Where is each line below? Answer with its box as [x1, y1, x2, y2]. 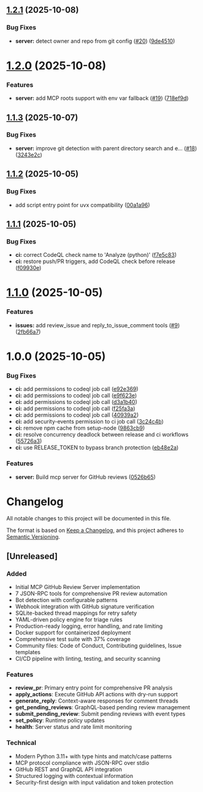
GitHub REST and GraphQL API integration [15, 766, 123, 773]
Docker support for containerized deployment [15, 629, 131, 636]
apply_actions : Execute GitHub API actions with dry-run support [15, 691, 178, 698]
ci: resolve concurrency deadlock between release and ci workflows [15, 431, 189, 438]
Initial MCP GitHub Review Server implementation [15, 584, 140, 591]
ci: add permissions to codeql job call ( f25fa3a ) [15, 405, 136, 413]
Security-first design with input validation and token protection [15, 779, 174, 786]
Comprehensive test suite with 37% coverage [15, 636, 131, 643]
